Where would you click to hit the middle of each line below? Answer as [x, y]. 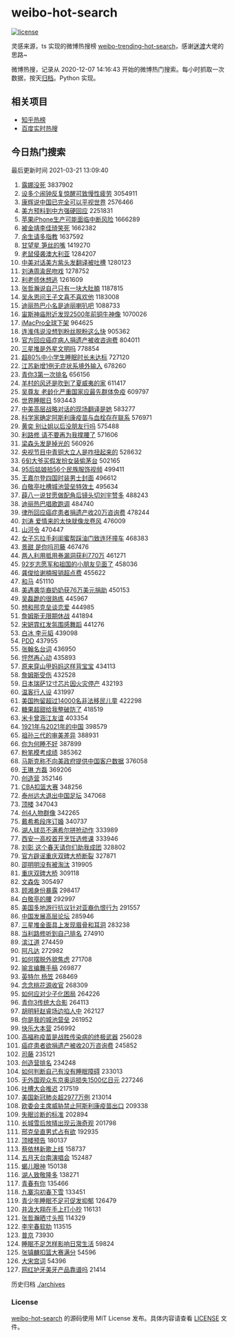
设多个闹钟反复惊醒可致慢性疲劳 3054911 [79, 193]
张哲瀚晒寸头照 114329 [53, 1218]
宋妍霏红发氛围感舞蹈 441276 [63, 624]
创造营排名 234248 [49, 1063]
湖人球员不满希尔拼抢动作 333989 [70, 830]
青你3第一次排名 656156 [55, 374]
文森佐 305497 [42, 881]
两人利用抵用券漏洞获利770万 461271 [74, 555]
